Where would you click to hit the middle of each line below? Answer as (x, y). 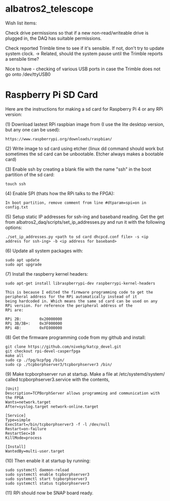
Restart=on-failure (26, 429)
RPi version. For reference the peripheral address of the (69, 306)
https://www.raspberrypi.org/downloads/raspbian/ (59, 139)
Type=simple (18, 420)
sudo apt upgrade (24, 265)
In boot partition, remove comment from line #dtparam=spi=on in (76, 203)
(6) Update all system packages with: (44, 251)
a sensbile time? (22, 59)
